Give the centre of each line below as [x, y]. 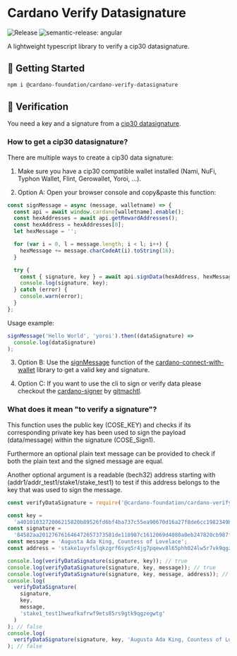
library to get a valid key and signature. [93, 370]
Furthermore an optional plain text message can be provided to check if [111, 453]
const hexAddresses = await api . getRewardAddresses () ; [96, 218]
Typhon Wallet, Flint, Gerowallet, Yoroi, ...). [79, 179]
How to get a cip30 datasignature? [68, 142]
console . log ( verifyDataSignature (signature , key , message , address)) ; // [118, 574]
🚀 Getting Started [46, 68]
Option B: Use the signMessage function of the [86, 362]
